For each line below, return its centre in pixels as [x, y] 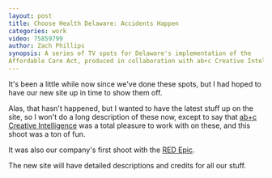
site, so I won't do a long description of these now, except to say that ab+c [133, 117]
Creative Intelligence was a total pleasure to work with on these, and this [130, 125]
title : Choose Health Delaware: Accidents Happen [94, 23]
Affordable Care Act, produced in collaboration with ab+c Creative [126, 61]
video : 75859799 [36, 38]
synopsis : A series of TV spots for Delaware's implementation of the [130, 53]
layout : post [30, 16]
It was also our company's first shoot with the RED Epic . [102, 150]
